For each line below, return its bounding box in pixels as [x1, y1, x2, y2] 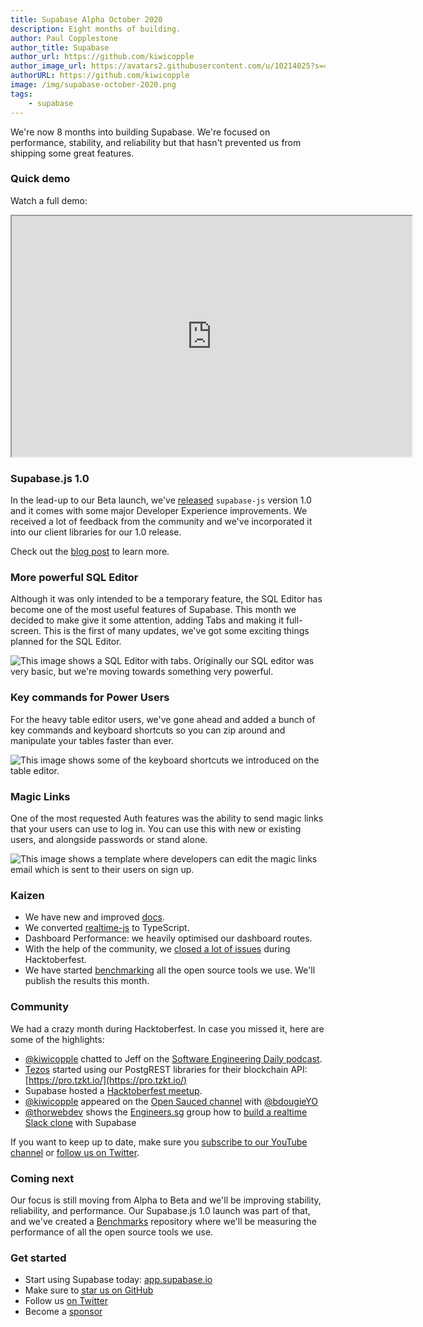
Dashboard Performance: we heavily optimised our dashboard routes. [24, 932, 313, 945]
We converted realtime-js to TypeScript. [24, 922, 190, 934]
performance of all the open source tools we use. [10, 1226, 214, 1238]
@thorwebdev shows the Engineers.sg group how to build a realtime [24, 1106, 308, 1118]
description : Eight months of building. [10, 24, 182, 34]
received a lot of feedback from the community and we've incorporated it [10, 516, 313, 528]
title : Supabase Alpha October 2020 [10, 14, 163, 25]
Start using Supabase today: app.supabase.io [24, 1274, 213, 1286]
